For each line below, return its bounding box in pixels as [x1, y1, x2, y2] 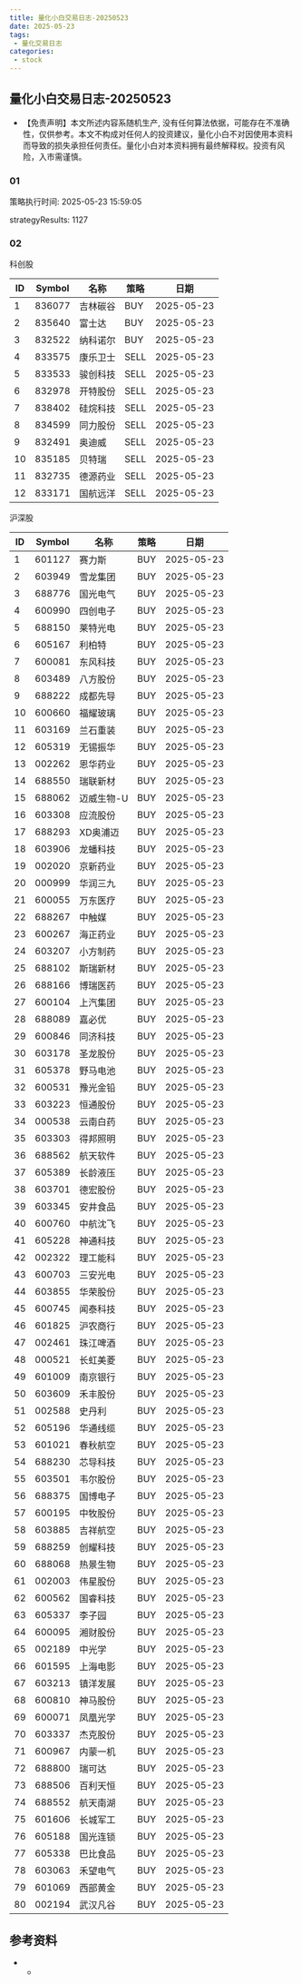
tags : [9, 30, 30, 39]
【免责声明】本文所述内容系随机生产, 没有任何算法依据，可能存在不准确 [22, 117, 290, 128]
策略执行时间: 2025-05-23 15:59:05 [9, 196, 142, 207]
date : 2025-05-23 [9, 22, 75, 31]
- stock [13, 55, 43, 64]
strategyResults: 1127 [9, 214, 89, 225]
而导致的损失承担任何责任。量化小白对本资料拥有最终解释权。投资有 [22, 140, 278, 151]
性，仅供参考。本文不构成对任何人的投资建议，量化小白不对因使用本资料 [22, 128, 293, 139]
